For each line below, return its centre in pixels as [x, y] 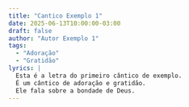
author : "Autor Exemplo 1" [54, 38]
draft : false [30, 31]
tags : [17, 46]
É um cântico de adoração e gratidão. [81, 83]
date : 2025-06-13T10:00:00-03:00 [65, 23]
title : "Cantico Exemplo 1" [56, 16]
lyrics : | [25, 68]
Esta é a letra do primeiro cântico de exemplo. [99, 76]
